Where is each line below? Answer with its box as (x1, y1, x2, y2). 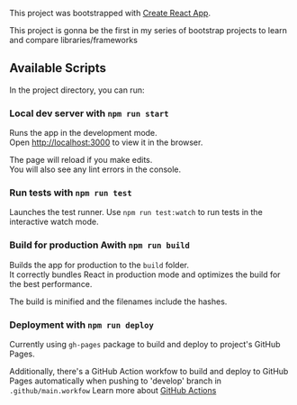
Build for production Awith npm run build (9, 238, 191, 251)
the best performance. (9, 278, 93, 289)
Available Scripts (9, 60, 106, 76)
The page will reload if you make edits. (9, 155, 153, 166)
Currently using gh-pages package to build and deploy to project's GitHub (9, 339, 281, 349)
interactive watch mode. (9, 216, 99, 228)
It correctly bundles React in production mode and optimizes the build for (9, 269, 281, 280)
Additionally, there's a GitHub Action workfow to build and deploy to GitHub (9, 366, 289, 376)
